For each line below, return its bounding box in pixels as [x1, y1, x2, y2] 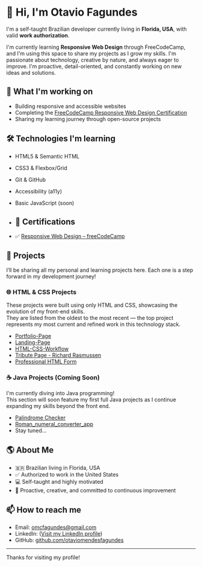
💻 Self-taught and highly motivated [14, 478, 103, 485]
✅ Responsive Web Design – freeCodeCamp [14, 233, 125, 240]
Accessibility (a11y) [14, 187, 63, 195]
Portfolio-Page [14, 333, 52, 340]
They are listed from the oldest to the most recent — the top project [6, 315, 174, 322]
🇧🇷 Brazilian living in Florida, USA [14, 464, 100, 471]
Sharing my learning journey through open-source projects [14, 115, 161, 122]
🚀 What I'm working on [6, 87, 93, 97]
